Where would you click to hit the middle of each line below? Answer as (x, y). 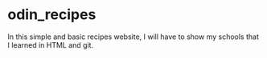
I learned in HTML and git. (51, 44)
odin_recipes (52, 15)
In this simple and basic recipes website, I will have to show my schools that (133, 37)
